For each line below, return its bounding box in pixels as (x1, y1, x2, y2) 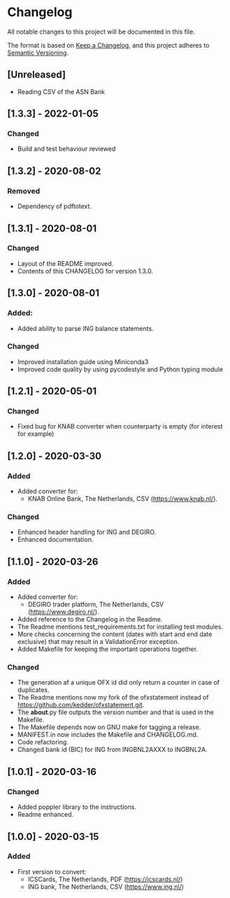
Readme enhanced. (17, 810, 74, 819)
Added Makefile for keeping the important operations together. (17, 645, 198, 653)
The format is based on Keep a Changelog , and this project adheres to (7, 41, 210, 49)
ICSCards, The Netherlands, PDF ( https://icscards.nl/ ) (27, 875, 183, 883)
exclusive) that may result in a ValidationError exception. (17, 638, 180, 646)
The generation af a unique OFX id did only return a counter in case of (17, 678, 220, 687)
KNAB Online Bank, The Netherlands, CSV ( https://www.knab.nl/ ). (27, 495, 218, 503)
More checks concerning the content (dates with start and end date (17, 630, 213, 638)
